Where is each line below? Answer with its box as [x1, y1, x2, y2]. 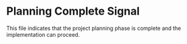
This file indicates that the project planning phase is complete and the [6, 24, 182, 32]
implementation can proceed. [6, 31, 80, 38]
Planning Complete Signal [6, 4, 140, 18]
